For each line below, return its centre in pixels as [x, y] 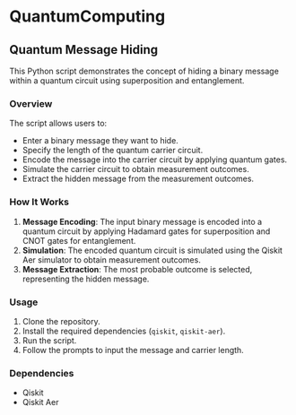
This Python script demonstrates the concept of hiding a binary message [144, 71]
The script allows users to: [58, 124]
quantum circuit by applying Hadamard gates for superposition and [146, 231]
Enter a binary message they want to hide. [100, 141]
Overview [31, 103]
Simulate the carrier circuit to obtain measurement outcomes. [135, 169]
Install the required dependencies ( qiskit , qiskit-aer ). [124, 331]
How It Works [39, 202]
